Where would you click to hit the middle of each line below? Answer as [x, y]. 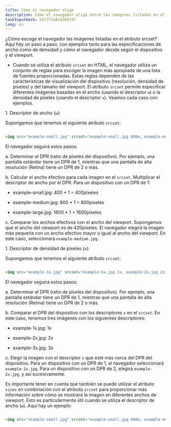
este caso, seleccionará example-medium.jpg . [52, 239]
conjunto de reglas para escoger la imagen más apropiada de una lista [86, 71]
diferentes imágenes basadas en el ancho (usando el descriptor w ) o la [86, 92]
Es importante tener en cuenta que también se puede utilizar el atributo [80, 384]
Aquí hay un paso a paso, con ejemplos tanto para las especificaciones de [83, 44]
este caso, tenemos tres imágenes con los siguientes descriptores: [76, 318]
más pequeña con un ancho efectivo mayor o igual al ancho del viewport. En [85, 233]
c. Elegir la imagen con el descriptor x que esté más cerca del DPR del [79, 358]
